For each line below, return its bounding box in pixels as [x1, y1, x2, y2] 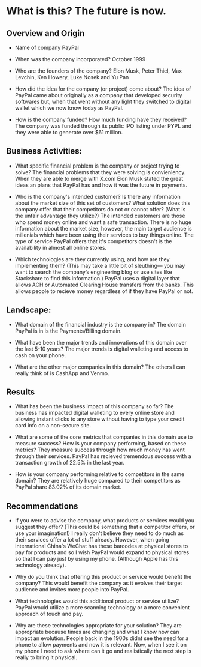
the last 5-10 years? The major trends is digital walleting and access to [14, 345, 188, 352]
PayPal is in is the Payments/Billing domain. [14, 327, 122, 334]
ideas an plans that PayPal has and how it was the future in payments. [14, 181, 187, 189]
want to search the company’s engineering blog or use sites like [14, 268, 172, 276]
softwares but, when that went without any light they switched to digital [14, 98, 191, 105]
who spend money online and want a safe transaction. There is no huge [14, 218, 191, 226]
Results [6, 387, 35, 397]
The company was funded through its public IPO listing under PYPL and [14, 122, 192, 130]
